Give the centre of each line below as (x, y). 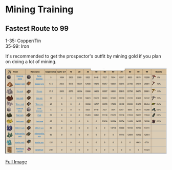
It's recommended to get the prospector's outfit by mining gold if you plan (83, 56)
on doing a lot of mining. (31, 62)
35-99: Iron (17, 46)
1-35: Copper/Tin (23, 41)
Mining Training (39, 10)
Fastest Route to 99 (37, 29)
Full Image (16, 162)
